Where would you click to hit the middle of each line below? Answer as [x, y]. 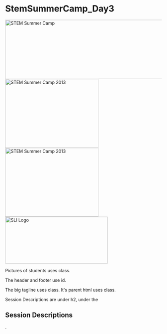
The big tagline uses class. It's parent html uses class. [60, 290]
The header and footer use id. [36, 280]
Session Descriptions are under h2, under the [52, 299]
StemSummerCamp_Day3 [60, 9]
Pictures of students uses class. [38, 270]
